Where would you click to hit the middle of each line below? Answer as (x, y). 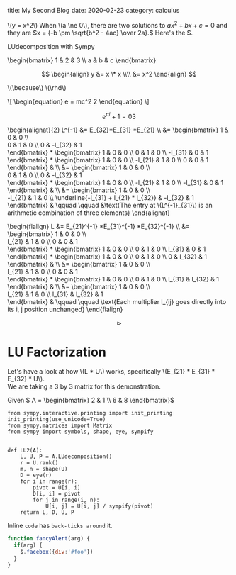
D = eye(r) (36, 475)
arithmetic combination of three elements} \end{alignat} (89, 213)
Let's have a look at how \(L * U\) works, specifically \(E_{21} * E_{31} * (111, 372)
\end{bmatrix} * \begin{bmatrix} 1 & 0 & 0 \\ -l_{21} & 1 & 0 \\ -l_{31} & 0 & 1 (116, 183)
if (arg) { (28, 545)
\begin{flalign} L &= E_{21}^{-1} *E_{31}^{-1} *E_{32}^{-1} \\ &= (99, 227)
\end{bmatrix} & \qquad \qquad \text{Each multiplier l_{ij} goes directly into (117, 302)
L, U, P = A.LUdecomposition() (66, 457)
